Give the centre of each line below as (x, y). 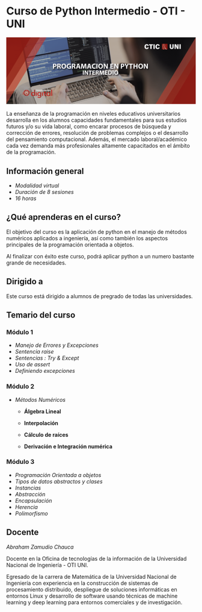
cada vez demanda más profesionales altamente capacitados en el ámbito (98, 146)
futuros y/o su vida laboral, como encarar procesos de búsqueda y (89, 126)
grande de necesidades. (36, 263)
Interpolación (41, 423)
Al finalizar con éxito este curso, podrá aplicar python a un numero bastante (100, 256)
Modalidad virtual (37, 186)
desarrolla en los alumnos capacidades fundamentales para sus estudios (97, 120)
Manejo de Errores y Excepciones (57, 345)
